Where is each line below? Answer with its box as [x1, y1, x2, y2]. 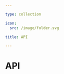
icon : [5, 20, 16, 25]
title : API [5, 34, 28, 39]
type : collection [5, 11, 41, 16]
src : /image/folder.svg [9, 25, 59, 30]
